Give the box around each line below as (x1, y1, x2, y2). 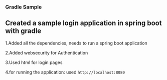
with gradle (5, 26, 42, 35)
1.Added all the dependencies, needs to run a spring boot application (5, 40, 148, 46)
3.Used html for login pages (5, 59, 63, 65)
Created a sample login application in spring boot (5, 19, 162, 27)
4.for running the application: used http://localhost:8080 (5, 69, 125, 75)
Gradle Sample (5, 3, 42, 10)
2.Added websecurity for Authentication (5, 49, 88, 55)
